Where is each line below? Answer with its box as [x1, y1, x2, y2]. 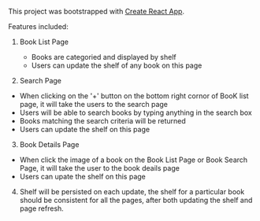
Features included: [8, 22, 69, 31]
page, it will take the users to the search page [19, 100, 168, 109]
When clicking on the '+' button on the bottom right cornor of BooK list [19, 91, 250, 101]
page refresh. [19, 204, 65, 213]
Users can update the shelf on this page [19, 125, 150, 134]
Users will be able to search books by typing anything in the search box [19, 108, 252, 117]
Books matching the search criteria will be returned [19, 116, 187, 125]
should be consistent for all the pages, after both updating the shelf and [19, 196, 253, 204]
